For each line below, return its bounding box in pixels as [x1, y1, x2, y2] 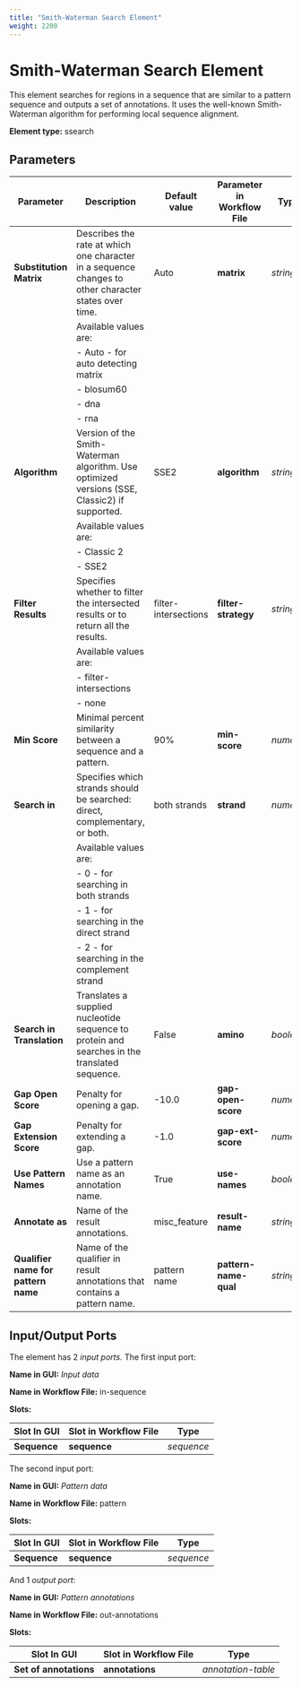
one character [75, 250, 136, 263]
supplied [75, 1000, 113, 1013]
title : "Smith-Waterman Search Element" [9, 13, 163, 22]
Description [84, 195, 136, 208]
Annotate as [13, 1216, 67, 1228]
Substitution [13, 261, 68, 273]
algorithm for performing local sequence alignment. [48, 108, 240, 119]
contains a [75, 1286, 121, 1299]
